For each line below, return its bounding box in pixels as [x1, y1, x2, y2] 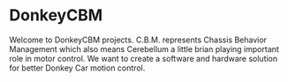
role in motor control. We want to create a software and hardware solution [9, 53, 278, 63]
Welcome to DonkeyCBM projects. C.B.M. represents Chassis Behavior [9, 34, 268, 45]
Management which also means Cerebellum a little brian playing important [9, 43, 280, 54]
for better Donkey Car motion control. [9, 63, 146, 73]
